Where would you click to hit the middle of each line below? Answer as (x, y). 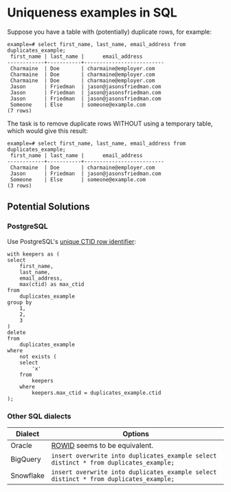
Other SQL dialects (39, 416)
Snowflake (27, 475)
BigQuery (26, 459)
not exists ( (38, 356)
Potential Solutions (49, 207)
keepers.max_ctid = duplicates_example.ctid (97, 393)
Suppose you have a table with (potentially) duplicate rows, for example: (109, 32)
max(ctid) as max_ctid (52, 284)
